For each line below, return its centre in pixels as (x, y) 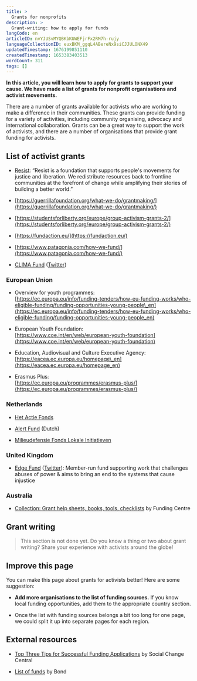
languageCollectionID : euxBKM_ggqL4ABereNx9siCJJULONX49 (77, 45)
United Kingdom (30, 455)
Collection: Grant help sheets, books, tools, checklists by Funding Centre (102, 508)
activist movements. (32, 95)
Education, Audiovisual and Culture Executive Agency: (80, 353)
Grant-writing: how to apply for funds (60, 28)
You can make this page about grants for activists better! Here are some (93, 580)
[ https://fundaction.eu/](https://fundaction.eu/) (71, 236)
